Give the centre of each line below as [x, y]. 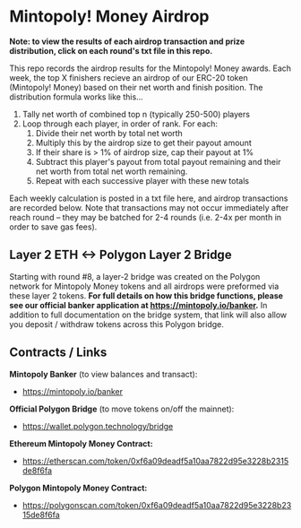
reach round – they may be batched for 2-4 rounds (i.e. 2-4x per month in [146, 217]
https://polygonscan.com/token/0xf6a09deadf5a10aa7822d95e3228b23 [157, 505]
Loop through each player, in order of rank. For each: [120, 124]
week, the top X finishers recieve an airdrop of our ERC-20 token [129, 77]
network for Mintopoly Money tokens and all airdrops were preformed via [144, 286]
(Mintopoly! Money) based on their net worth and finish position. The [136, 87]
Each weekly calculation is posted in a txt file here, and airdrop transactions [149, 198]
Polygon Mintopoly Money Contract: [78, 488]
